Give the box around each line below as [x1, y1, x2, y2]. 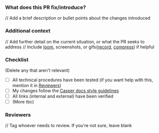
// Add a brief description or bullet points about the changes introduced [5, 15, 151, 21]
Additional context [5, 28, 51, 34]
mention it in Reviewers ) [12, 82, 62, 88]
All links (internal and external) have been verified [12, 93, 114, 100]
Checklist [5, 56, 29, 63]
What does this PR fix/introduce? [5, 4, 86, 11]
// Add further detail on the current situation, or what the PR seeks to [5, 38, 145, 44]
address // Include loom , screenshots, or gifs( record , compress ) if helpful [5, 44, 155, 50]
